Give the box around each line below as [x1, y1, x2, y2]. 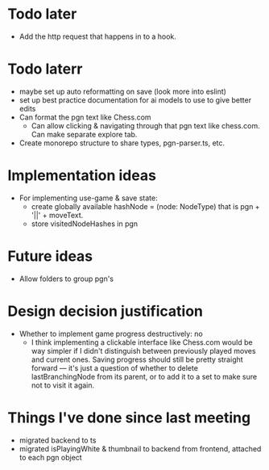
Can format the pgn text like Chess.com [19, 112, 151, 122]
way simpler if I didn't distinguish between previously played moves [31, 346, 256, 355]
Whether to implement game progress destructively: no [19, 329, 203, 338]
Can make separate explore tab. [31, 129, 138, 139]
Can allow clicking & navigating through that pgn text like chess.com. [31, 120, 260, 130]
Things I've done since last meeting [7, 409, 251, 426]
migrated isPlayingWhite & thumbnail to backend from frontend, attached [19, 443, 262, 453]
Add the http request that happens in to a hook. [19, 31, 176, 41]
